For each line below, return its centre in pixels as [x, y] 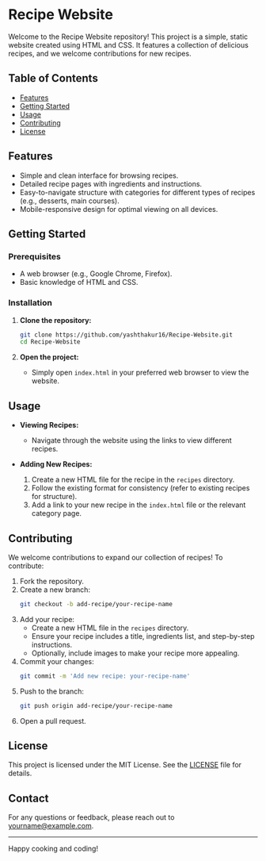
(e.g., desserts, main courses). [70, 201]
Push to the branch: [52, 691]
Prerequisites [34, 256]
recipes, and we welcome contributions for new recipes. [100, 53]
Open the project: [49, 357]
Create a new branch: [55, 590]
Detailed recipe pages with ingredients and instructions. [111, 183]
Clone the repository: [55, 320]
